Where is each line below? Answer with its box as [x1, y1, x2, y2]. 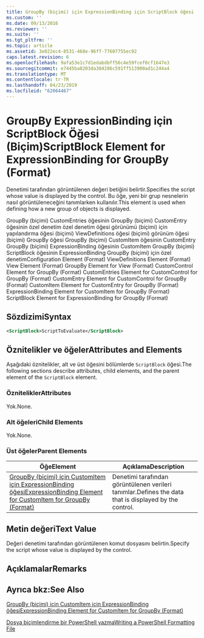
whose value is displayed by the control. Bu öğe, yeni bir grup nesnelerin [6, 192, 188, 199]
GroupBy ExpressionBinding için [6, 114, 173, 128]
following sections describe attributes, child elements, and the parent [6, 367, 180, 375]
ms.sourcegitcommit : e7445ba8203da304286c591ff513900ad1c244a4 [6, 65, 170, 72]
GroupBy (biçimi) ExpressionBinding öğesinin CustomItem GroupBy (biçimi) [6, 242, 195, 249]
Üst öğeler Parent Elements [6, 447, 87, 455]
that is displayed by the [112, 495, 178, 504]
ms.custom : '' [6, 15, 42, 21]
